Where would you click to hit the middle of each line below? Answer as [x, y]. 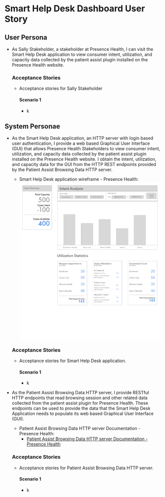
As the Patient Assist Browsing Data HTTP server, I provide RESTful [80, 393]
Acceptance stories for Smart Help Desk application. [73, 361]
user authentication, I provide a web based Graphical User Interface [81, 143]
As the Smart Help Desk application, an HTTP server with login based [82, 138]
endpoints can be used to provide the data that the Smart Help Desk [81, 409]
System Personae [32, 126]
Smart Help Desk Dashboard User [75, 9]
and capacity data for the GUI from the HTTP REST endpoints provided [84, 165]
